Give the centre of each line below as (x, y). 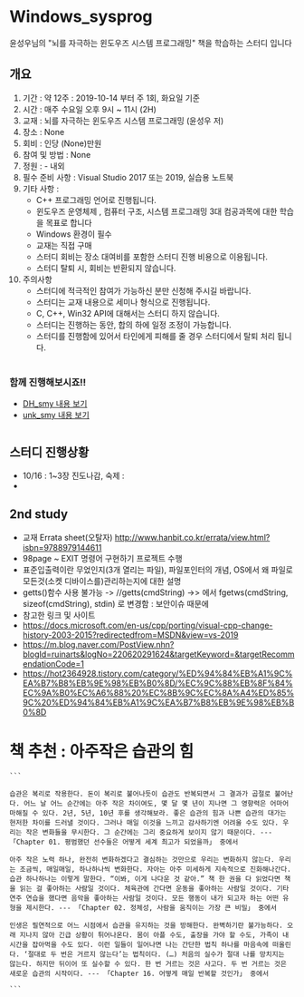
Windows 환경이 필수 (74, 234)
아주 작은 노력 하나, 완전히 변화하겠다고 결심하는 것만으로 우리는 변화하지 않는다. (142, 859)
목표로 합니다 (69, 222)
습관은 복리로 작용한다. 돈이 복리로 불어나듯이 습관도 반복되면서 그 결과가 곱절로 (140, 794)
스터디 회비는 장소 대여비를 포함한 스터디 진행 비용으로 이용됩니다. (152, 257)
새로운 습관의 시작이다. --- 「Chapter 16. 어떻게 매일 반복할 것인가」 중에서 (139, 973)
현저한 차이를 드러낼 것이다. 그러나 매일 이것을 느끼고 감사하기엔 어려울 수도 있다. (144, 823)
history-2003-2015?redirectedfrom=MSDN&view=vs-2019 (130, 635)
